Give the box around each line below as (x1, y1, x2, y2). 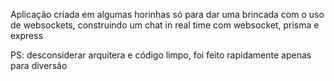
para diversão (10, 60, 68, 71)
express (10, 30, 44, 41)
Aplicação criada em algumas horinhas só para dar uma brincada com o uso (10, 9, 325, 20)
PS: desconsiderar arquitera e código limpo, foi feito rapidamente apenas (10, 49, 312, 61)
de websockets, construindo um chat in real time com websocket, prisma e (10, 19, 320, 31)
